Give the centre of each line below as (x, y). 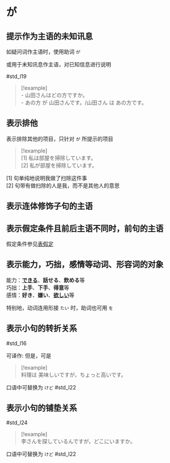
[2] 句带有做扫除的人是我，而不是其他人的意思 (63, 185)
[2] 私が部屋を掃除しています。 (59, 165)
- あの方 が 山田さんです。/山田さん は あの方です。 (84, 103)
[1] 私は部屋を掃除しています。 (58, 158)
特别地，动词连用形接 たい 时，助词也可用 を (60, 307)
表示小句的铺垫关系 (42, 408)
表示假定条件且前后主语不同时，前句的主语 (85, 228)
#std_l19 (16, 76)
